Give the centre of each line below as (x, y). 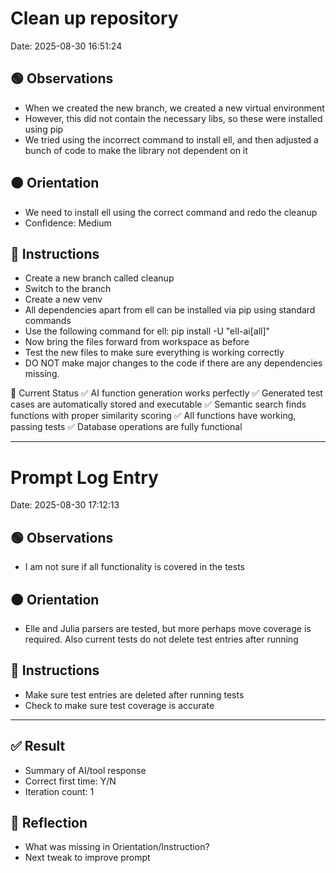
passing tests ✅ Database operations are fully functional (126, 427)
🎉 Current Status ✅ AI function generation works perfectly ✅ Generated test (166, 393)
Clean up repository (94, 18)
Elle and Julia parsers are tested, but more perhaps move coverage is (168, 628)
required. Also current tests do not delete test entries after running (161, 639)
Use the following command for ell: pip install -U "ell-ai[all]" (147, 331)
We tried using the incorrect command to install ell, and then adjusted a (171, 139)
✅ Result (38, 746)
